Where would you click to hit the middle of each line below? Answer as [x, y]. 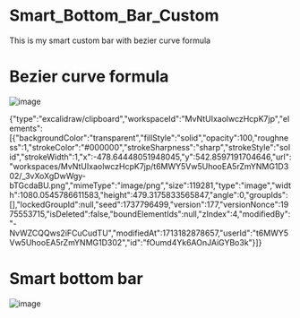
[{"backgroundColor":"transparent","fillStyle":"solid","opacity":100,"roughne [149, 138]
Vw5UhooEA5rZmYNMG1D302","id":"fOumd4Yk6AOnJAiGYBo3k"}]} [136, 242]
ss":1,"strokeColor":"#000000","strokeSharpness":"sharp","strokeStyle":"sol [150, 147]
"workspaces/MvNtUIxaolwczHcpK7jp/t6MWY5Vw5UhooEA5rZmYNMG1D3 [149, 166]
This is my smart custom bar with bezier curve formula [110, 40]
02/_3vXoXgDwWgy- [48, 176]
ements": [26, 128]
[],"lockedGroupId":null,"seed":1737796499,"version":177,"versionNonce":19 [149, 204]
